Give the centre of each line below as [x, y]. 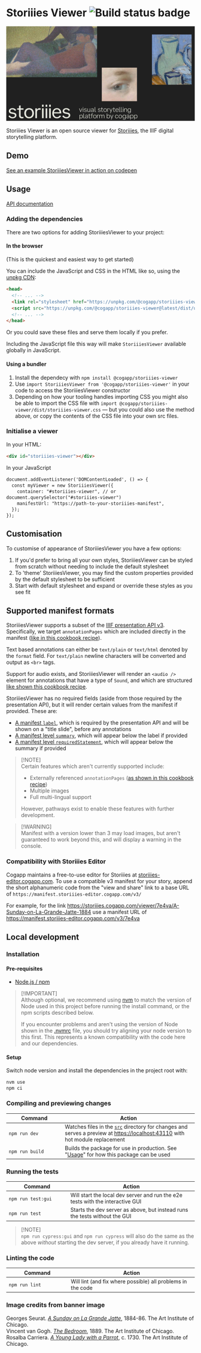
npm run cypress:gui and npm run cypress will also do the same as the [107, 1236]
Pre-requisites [25, 968]
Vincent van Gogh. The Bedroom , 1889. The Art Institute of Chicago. [90, 1331]
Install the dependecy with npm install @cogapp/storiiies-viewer [96, 377]
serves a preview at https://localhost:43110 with [125, 1133]
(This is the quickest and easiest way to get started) [70, 260]
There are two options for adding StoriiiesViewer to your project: [85, 232]
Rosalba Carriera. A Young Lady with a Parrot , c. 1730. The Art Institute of [97, 1337]
